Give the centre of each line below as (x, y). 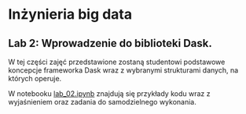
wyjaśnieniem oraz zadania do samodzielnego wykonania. (102, 102)
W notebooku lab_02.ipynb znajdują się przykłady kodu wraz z (109, 94)
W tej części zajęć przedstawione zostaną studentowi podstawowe (117, 62)
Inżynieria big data (70, 14)
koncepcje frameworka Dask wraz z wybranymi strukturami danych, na (123, 70)
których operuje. (35, 78)
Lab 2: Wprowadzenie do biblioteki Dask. (110, 43)
